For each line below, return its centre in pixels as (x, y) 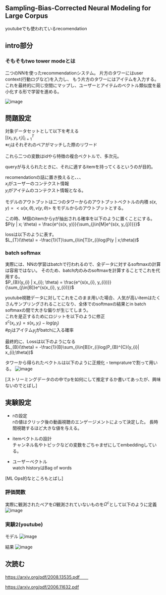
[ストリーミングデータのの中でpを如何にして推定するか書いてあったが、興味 (83, 379)
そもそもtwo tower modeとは (40, 61)
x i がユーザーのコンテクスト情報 (37, 184)
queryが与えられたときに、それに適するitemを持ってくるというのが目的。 (80, 166)
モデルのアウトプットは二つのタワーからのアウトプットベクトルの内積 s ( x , (81, 202)
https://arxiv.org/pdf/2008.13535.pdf (43, 577)
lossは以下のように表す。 (31, 234)
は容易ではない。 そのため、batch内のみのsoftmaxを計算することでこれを (81, 271)
